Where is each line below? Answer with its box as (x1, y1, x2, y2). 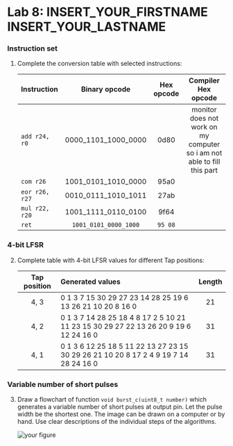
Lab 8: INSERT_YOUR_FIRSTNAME (7, 4, 208, 20)
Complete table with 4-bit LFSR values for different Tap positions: (17, 256, 205, 264)
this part (190, 166, 218, 175)
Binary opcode (80, 85, 130, 94)
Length (198, 277, 223, 286)
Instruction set (7, 44, 58, 53)
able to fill (188, 157, 221, 166)
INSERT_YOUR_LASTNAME (7, 19, 166, 35)
